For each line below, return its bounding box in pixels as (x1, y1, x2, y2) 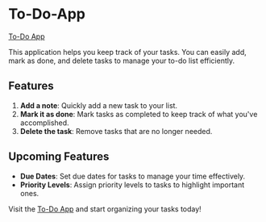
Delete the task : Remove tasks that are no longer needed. (19, 126, 213, 136)
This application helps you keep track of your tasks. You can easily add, (8, 47, 247, 57)
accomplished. (19, 118, 70, 128)
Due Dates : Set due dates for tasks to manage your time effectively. (19, 171, 246, 181)
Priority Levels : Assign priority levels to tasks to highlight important (19, 179, 245, 190)
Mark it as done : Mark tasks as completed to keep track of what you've (19, 109, 258, 119)
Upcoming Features (8, 150, 110, 164)
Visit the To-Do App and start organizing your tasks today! (8, 203, 202, 214)
